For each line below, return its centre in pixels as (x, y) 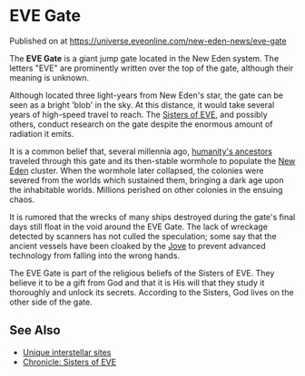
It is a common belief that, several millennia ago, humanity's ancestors (141, 151)
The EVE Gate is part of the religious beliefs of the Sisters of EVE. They (142, 273)
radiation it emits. (42, 133)
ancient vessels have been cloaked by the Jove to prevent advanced (138, 246)
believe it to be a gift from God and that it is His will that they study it (137, 283)
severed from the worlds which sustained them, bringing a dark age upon (147, 180)
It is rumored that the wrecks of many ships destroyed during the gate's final (152, 217)
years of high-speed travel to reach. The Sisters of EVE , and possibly (138, 114)
